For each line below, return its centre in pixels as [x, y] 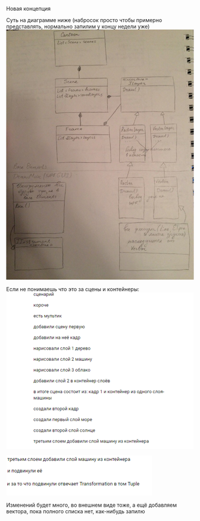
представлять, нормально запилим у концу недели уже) [78, 26]
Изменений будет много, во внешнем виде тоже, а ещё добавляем [92, 505]
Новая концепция [29, 9]
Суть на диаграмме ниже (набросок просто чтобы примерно [84, 20]
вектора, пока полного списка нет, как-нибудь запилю [76, 511]
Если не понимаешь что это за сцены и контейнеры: [73, 289]
